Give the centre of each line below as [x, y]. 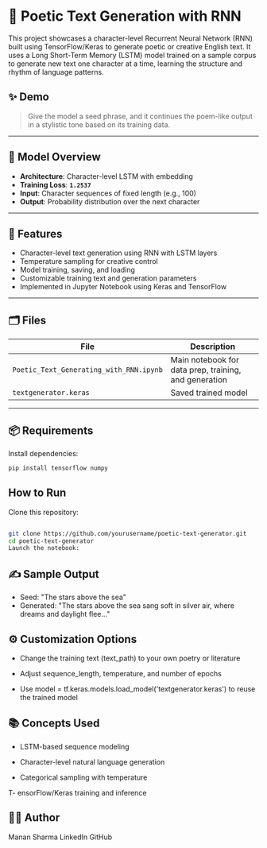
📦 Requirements [51, 430]
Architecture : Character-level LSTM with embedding [106, 176]
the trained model [48, 697]
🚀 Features [35, 234]
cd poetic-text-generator [51, 541]
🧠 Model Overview [54, 157]
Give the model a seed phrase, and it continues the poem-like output [140, 116]
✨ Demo [29, 97]
